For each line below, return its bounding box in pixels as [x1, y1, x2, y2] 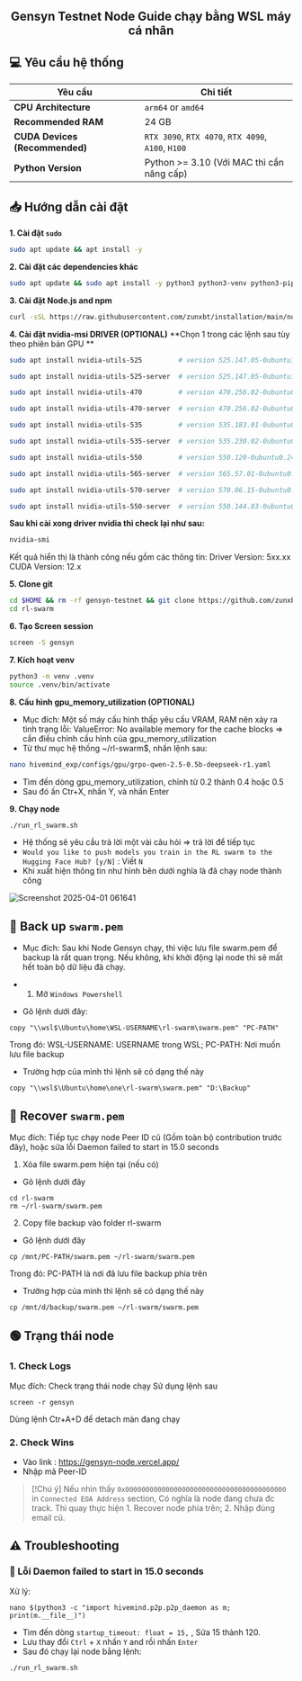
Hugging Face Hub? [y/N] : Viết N [22, 856, 144, 867]
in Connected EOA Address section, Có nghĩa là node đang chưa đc [31, 1493, 275, 1504]
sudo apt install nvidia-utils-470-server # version [9, 404, 216, 414]
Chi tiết [200, 86, 233, 99]
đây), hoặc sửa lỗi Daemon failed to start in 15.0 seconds [9, 1142, 219, 1153]
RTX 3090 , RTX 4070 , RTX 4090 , [144, 130, 268, 143]
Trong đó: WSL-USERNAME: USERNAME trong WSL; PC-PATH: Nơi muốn [9, 1039, 280, 1050]
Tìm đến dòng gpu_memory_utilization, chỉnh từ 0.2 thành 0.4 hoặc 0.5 [22, 776, 285, 787]
